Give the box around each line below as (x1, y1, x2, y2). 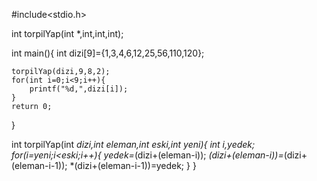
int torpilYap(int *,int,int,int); (11, 28, 124, 39)
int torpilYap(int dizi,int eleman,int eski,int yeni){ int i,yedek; (11, 139, 256, 150)
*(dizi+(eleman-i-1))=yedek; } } (69, 160, 197, 171)
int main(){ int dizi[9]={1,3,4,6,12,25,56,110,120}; (11, 47, 205, 59)
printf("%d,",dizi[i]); (29, 84, 129, 94)
